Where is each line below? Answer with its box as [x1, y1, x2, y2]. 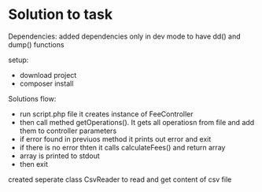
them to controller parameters [19, 126, 117, 135]
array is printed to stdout [19, 151, 100, 161]
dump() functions [8, 39, 65, 49]
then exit [19, 159, 49, 168]
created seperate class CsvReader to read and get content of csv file [8, 175, 232, 184]
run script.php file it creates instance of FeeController [19, 109, 194, 119]
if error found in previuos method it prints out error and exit [19, 134, 212, 143]
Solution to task [8, 6, 113, 24]
